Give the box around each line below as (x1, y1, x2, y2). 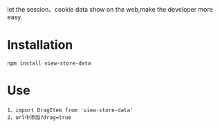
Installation (7, 37, 73, 53)
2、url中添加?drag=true (7, 114, 71, 121)
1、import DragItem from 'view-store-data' (7, 107, 134, 114)
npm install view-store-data (7, 60, 91, 67)
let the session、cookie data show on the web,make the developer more (7, 6, 213, 13)
